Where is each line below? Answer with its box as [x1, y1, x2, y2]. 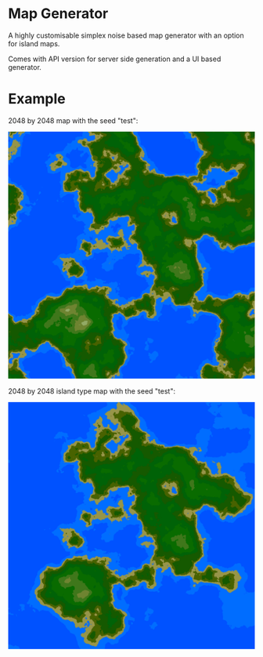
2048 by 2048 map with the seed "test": [8, 115, 139, 125]
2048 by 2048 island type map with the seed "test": [8, 386, 176, 396]
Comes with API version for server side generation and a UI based [8, 54, 222, 64]
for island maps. [8, 38, 60, 48]
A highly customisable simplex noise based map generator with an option [8, 31, 244, 40]
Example [8, 90, 66, 108]
